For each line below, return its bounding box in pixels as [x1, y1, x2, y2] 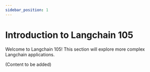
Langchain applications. [5, 51, 55, 57]
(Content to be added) [5, 61, 52, 67]
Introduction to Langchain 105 [5, 29, 134, 41]
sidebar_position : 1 [5, 7, 49, 13]
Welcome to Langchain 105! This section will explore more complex [5, 46, 145, 52]
